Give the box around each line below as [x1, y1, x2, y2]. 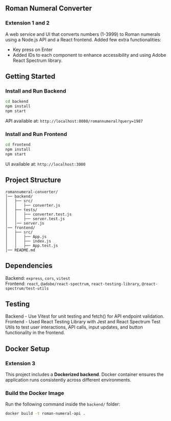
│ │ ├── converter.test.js [5, 212, 72, 217]
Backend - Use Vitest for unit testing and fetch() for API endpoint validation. [5, 313, 164, 319]
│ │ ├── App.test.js [5, 243, 58, 248]
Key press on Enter [12, 46, 53, 53]
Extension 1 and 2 [5, 19, 50, 27]
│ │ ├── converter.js [5, 203, 60, 208]
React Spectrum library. [12, 57, 63, 63]
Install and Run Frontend [5, 130, 67, 138]
